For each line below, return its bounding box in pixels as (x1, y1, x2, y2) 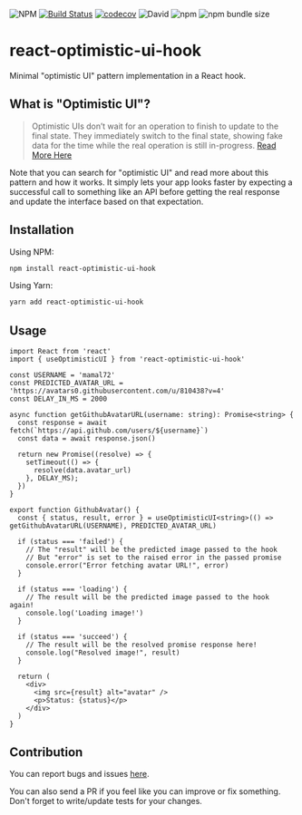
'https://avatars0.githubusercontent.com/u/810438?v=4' (9, 386, 225, 396)
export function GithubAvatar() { (9, 506, 141, 515)
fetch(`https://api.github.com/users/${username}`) (9, 426, 209, 435)
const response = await (17, 418, 107, 428)
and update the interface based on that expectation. (9, 196, 204, 207)
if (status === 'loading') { (17, 585, 128, 594)
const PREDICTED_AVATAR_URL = (9, 379, 124, 388)
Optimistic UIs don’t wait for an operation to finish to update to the (31, 121, 279, 131)
